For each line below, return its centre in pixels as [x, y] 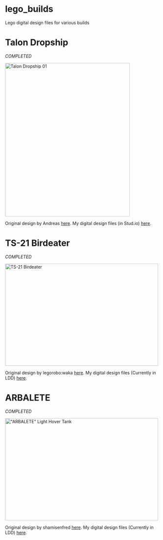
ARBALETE [28, 398]
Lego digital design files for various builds [47, 23]
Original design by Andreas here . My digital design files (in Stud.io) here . [78, 223]
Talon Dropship [37, 42]
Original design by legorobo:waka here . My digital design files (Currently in [81, 373]
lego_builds [29, 9]
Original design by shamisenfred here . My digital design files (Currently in [80, 527]
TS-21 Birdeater [37, 243]
